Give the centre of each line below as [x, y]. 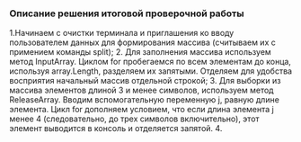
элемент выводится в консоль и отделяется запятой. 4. [116, 129]
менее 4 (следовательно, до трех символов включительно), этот [134, 119]
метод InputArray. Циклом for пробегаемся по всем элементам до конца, [150, 62]
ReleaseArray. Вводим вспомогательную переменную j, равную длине [145, 100]
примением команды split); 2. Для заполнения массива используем [140, 52]
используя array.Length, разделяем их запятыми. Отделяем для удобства [151, 71]
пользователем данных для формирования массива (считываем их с [142, 42]
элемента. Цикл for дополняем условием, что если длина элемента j [142, 110]
